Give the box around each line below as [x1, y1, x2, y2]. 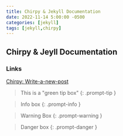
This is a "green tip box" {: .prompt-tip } [20, 89, 117, 96]
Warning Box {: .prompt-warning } [20, 112, 102, 119]
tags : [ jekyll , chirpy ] [6, 25, 61, 31]
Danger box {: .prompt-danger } [20, 123, 98, 130]
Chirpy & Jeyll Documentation [6, 47, 118, 57]
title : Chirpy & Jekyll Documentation [6, 8, 101, 15]
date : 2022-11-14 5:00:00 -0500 [6, 14, 85, 20]
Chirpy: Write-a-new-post [6, 78, 69, 85]
